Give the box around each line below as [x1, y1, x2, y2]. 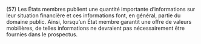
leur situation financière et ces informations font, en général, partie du [6, 12, 181, 19]
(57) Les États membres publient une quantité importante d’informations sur [6, 6, 196, 12]
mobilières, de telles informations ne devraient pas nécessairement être [6, 24, 185, 32]
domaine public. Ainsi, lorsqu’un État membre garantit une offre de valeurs [6, 18, 192, 25]
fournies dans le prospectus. [6, 31, 78, 38]
